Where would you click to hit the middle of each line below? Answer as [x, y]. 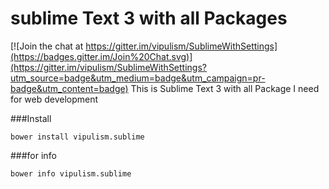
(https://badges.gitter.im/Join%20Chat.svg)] [101, 56]
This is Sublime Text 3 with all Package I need [225, 88]
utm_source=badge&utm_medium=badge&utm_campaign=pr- [138, 78]
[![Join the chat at [47, 46]
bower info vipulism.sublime [71, 173]
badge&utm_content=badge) [69, 88]
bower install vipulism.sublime [77, 137]
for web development [54, 99]
